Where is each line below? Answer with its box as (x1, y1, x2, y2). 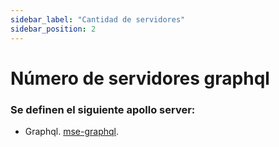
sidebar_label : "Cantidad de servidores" (10, 14, 186, 25)
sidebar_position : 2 (10, 24, 97, 34)
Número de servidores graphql (10, 67, 270, 90)
